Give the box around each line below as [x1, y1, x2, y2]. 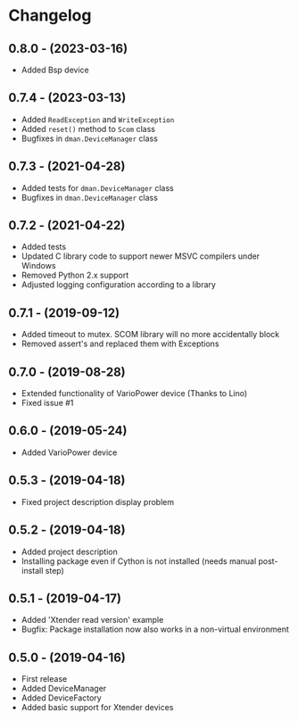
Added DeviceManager [21, 684, 107, 694]
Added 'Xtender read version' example [21, 615, 164, 626]
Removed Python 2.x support [21, 269, 129, 281]
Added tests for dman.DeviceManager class [21, 182, 175, 193]
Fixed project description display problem [21, 496, 175, 507]
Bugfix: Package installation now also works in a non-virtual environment [21, 624, 289, 634]
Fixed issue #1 [21, 398, 74, 409]
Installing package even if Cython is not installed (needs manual [21, 555, 257, 567]
